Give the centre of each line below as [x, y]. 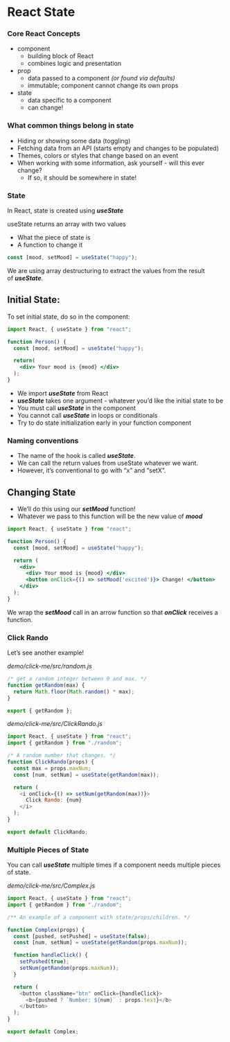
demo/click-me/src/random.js [50, 666]
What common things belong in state [71, 125]
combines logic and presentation [74, 64]
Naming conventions [43, 441]
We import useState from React [63, 393]
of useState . [25, 278]
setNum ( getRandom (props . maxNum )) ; [69, 968]
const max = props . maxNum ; [52, 768]
